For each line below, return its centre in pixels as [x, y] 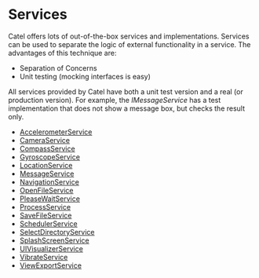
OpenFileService [46, 190]
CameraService [45, 140]
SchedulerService [48, 223]
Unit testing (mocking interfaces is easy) [85, 76]
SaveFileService [46, 215]
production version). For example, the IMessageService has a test [115, 100]
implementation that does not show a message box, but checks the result [127, 108]
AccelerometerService [56, 132]
